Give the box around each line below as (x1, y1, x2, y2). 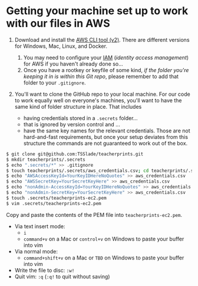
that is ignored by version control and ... (23, 121, 121, 128)
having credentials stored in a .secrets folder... (23, 114, 138, 122)
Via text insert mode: (14, 223, 66, 230)
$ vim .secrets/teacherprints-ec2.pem (6, 200, 101, 206)
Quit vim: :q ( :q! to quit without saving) (14, 273, 110, 280)
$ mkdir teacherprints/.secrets (6, 157, 85, 162)
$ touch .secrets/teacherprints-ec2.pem (6, 195, 107, 201)
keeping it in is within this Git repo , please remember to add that (23, 73, 179, 80)
